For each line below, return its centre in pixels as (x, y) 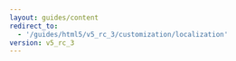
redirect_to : (34, 26)
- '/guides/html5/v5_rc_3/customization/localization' (123, 34)
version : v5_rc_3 (42, 43)
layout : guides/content (54, 17)
